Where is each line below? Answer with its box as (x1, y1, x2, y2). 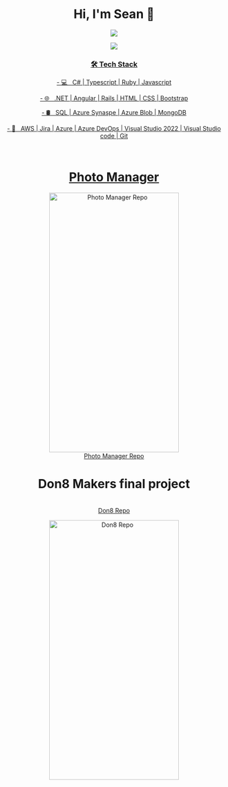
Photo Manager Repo (84, 452, 144, 460)
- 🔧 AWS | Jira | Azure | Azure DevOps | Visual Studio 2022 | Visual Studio (7, 125, 221, 133)
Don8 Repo (97, 507, 131, 515)
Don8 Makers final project (38, 476, 190, 492)
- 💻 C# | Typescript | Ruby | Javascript (56, 78, 172, 87)
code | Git (99, 132, 129, 141)
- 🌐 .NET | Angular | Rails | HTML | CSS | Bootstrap (39, 94, 189, 102)
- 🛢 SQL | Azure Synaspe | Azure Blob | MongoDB (41, 109, 187, 117)
